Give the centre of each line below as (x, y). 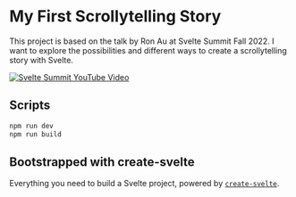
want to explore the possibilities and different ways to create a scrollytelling (148, 50)
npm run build (36, 134)
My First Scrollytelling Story (115, 16)
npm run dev (31, 126)
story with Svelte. (42, 60)
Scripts (30, 106)
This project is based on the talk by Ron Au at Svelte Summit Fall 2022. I (142, 41)
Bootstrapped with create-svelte (102, 162)
